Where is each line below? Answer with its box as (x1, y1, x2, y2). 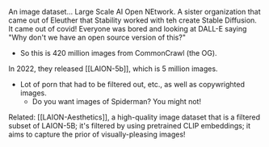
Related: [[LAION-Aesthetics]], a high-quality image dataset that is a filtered (8, 112, 261, 122)
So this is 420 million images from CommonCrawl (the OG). (19, 48, 217, 57)
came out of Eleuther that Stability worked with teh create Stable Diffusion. (8, 15, 257, 25)
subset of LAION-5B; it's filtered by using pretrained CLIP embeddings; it (8, 121, 251, 130)
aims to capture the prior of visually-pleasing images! (8, 129, 186, 139)
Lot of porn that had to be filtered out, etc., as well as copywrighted (19, 80, 245, 89)
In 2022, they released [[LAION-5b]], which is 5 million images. (8, 64, 218, 73)
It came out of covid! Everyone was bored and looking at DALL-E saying (8, 24, 247, 33)
